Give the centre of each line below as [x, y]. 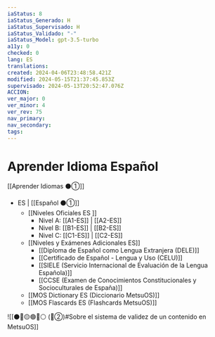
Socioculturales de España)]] [80, 288]
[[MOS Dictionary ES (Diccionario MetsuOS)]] [94, 295]
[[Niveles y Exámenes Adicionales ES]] [84, 243]
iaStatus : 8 [25, 14]
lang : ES [20, 60]
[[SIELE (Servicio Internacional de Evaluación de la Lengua [123, 265]
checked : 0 [23, 53]
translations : [28, 66]
